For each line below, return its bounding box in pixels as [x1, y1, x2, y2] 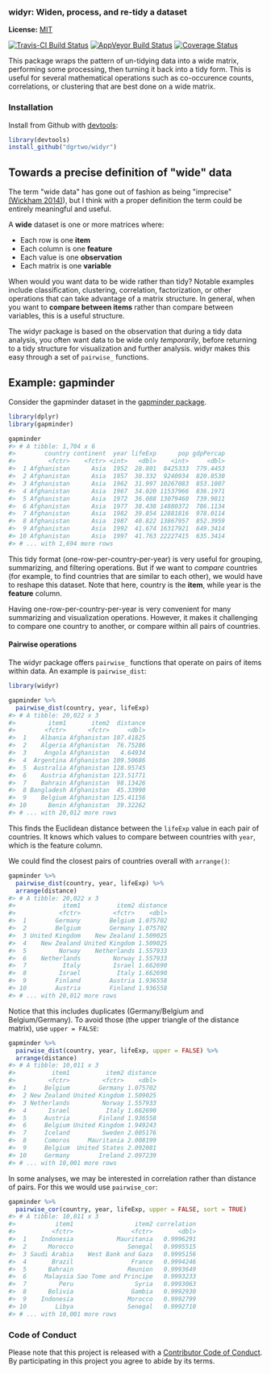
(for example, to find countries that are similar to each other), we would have [8, 571, 263, 581]
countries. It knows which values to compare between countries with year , [8, 831, 256, 841]
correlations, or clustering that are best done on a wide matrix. [8, 81, 216, 91]
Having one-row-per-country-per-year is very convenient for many [8, 604, 231, 614]
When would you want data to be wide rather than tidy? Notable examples [8, 277, 254, 286]
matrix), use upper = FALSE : [8, 1023, 99, 1033]
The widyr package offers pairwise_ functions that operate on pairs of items [8, 658, 262, 668]
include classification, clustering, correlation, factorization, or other [8, 285, 231, 295]
